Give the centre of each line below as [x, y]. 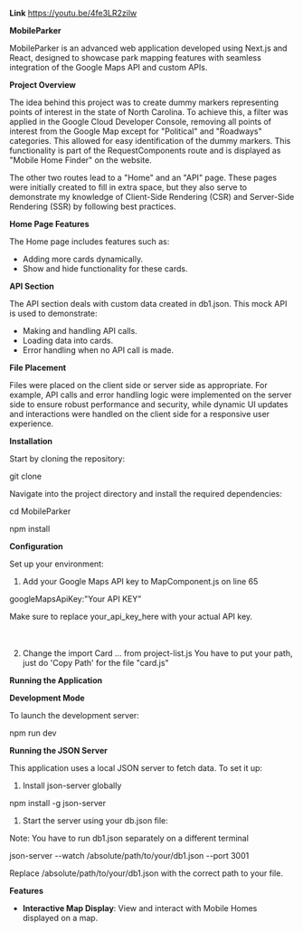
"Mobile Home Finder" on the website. [80, 160]
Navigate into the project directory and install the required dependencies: [146, 494]
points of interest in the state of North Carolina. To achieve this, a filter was [149, 112]
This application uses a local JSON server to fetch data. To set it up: [136, 768]
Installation [31, 441]
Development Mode [47, 698]
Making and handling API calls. [80, 331]
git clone [26, 476]
